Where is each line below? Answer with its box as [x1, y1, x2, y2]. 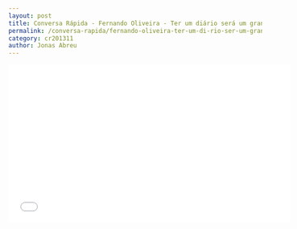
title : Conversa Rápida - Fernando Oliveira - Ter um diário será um [8, 19, 247, 27]
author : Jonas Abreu [8, 42, 78, 50]
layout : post [8, 11, 52, 20]
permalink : [8, 27, 45, 35]
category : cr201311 [8, 34, 74, 43]
